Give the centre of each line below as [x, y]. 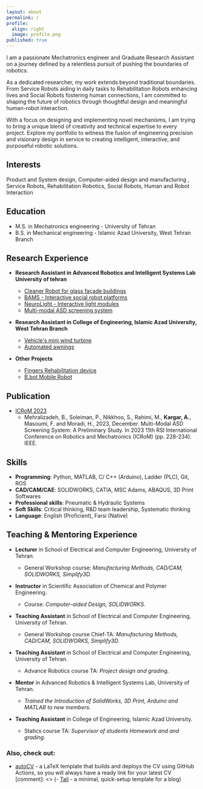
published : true [27, 40]
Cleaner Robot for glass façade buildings [75, 291]
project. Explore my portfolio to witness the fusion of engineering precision [100, 133]
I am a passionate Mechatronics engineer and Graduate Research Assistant [100, 57]
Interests [24, 165]
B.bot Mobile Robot [48, 377]
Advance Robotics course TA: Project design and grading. [97, 670]
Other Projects [34, 359]
